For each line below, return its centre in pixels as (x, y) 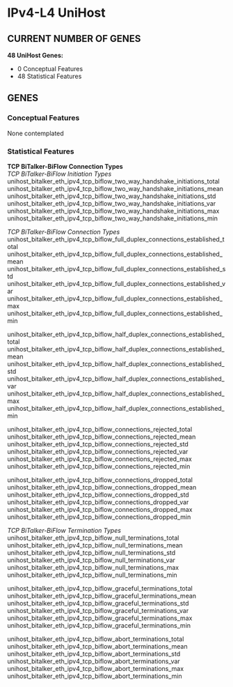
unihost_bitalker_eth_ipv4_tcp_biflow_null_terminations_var (91, 560)
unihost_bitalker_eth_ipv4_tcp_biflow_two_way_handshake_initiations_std (112, 196)
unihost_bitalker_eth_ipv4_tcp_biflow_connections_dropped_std (98, 495)
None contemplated (35, 133)
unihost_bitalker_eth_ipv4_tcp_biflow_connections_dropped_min (99, 517)
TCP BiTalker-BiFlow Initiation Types (59, 174)
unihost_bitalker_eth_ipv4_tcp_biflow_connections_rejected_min (99, 466)
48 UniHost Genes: (35, 55)
